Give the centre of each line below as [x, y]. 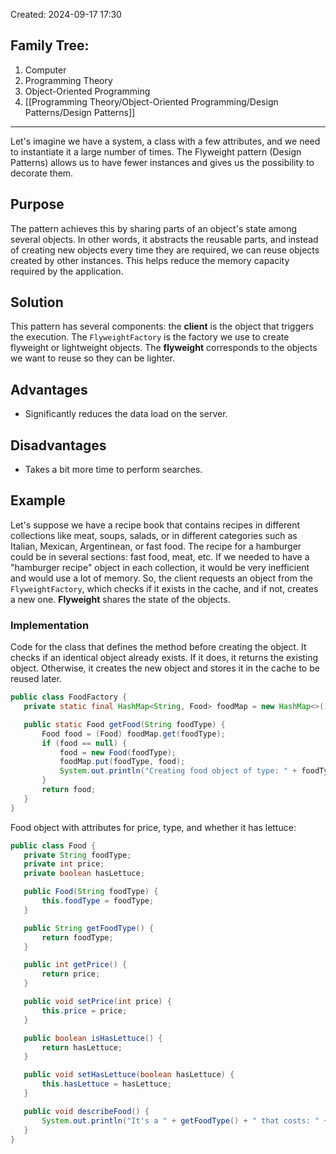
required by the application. [67, 271]
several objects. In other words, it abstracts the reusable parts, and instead [164, 239]
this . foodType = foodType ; [98, 901]
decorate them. [42, 173]
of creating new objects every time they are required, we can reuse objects [165, 250]
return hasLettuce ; [82, 1047]
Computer [45, 70]
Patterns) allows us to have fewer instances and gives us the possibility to [162, 162]
